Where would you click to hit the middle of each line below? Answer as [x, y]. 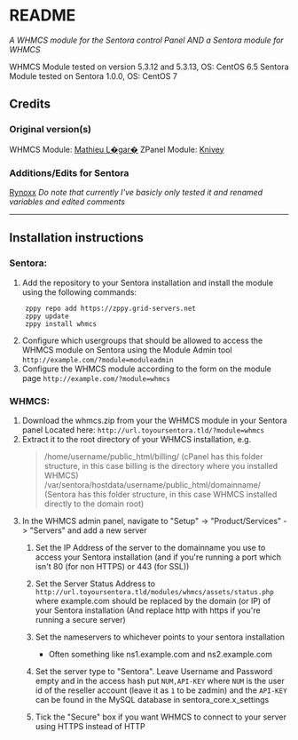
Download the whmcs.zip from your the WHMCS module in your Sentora [154, 420]
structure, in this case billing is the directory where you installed [161, 465]
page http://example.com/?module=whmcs [96, 378]
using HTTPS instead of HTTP [90, 726]
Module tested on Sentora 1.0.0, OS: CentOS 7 [93, 76]
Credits [30, 104]
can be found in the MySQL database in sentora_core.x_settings [152, 699]
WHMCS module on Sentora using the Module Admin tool [127, 350]
